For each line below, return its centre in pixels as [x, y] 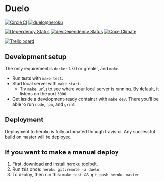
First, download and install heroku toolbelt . [55, 164]
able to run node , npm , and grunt [44, 104]
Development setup [36, 57]
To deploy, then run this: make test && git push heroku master [76, 175]
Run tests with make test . [38, 78]
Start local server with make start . [47, 83]
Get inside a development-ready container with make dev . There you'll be [85, 99]
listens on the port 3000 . [43, 93]
